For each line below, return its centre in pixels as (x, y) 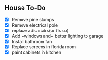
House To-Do (25, 8)
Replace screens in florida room (44, 47)
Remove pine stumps (33, 19)
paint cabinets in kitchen (36, 52)
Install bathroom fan (32, 42)
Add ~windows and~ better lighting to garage (57, 36)
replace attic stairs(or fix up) (40, 30)
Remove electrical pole (35, 25)
